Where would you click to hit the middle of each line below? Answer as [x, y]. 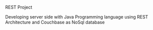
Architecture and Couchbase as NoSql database [55, 22]
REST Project [19, 7]
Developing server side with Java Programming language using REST [77, 17]
